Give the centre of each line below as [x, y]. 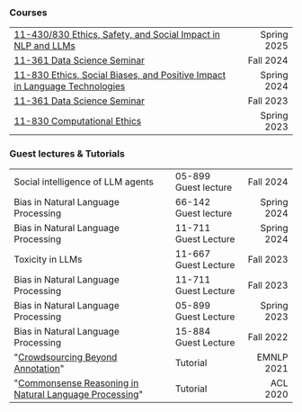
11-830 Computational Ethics [78, 121]
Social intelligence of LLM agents [84, 182]
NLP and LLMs [45, 46]
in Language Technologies [70, 86]
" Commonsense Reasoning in [76, 382]
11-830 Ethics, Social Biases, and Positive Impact [120, 76]
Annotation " [39, 368]
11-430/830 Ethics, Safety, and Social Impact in [117, 35]
